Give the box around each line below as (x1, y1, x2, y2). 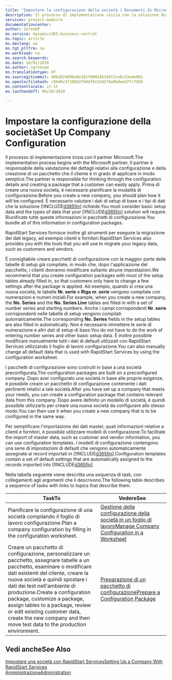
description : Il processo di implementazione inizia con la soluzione (5, 12, 159, 17)
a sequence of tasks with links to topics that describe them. (5, 483, 131, 489)
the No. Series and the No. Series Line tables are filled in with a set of (5, 300, 153, 306)
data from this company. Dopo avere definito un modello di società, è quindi (5, 397, 165, 403)
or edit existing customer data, (8, 608, 81, 615)
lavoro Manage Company (100, 523, 160, 530)
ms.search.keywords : (5, 55, 50, 61)
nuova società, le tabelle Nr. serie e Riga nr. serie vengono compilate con (5, 289, 160, 295)
